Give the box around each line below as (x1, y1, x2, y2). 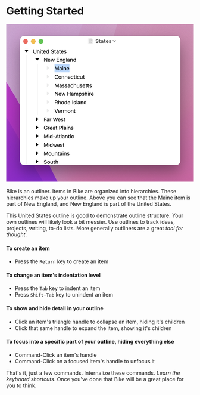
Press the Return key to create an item (14, 258, 109, 265)
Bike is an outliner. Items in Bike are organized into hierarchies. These (6, 188, 177, 195)
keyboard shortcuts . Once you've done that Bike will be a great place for (6, 375, 184, 382)
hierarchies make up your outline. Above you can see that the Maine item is (6, 194, 191, 201)
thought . (6, 231, 27, 238)
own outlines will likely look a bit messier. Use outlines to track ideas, (6, 218, 176, 225)
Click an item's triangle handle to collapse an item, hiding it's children (14, 318, 185, 325)
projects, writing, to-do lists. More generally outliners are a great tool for (6, 225, 183, 232)
